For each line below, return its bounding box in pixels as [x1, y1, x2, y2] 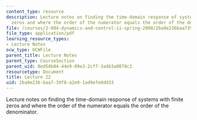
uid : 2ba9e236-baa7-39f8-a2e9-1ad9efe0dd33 [6, 80, 114, 86]
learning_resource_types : [6, 36, 69, 42]
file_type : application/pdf [6, 31, 75, 36]
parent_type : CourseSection [6, 58, 75, 64]
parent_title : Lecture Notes [6, 52, 77, 58]
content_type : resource [6, 8, 64, 15]
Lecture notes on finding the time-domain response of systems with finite [6, 96, 184, 103]
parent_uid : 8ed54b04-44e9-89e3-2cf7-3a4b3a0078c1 [6, 63, 133, 69]
